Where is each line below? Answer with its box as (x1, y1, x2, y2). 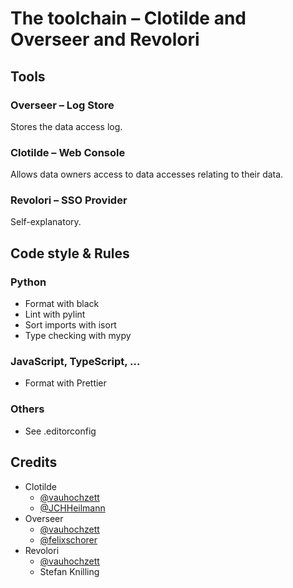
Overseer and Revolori (10, 28, 200, 51)
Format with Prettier (24, 377, 107, 389)
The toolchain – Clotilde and (10, 7, 247, 30)
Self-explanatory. (10, 216, 82, 228)
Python (10, 275, 47, 289)
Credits (10, 454, 58, 471)
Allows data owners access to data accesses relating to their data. (10, 168, 284, 181)
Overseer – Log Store (10, 98, 115, 112)
